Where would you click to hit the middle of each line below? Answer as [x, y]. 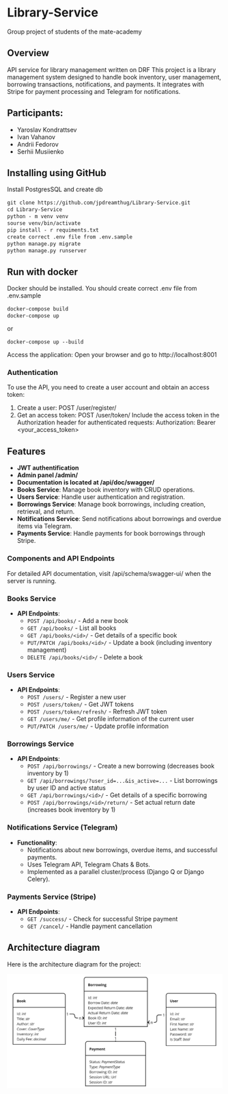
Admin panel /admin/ [47, 475]
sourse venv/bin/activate [44, 223]
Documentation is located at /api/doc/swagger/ [86, 483]
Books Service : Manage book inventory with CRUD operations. [106, 490]
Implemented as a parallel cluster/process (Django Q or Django [116, 871]
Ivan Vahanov [36, 137]
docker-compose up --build [45, 342]
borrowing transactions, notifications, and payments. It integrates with [106, 84]
